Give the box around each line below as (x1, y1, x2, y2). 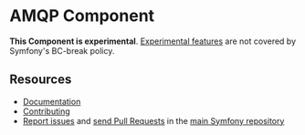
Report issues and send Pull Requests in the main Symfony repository (22, 115, 285, 126)
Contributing (22, 106, 70, 117)
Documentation (22, 96, 81, 107)
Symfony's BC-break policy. (9, 45, 115, 56)
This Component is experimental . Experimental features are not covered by (9, 36, 297, 47)
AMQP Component (9, 5, 155, 26)
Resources (9, 72, 72, 88)
